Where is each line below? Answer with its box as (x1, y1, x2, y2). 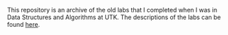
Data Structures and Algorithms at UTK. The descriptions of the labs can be (7, 13, 221, 21)
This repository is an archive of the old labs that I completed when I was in (7, 6, 218, 14)
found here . (7, 21, 40, 28)
